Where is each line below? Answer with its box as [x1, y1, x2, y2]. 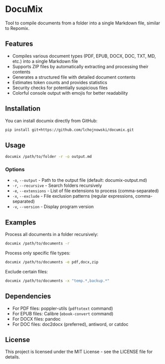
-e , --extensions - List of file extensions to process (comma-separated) [12, 188, 159, 194]
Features [5, 40, 33, 48]
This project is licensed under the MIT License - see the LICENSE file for [5, 349, 153, 355]
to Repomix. [5, 25, 30, 31]
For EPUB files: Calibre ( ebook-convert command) [12, 310, 113, 317]
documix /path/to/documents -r [5, 241, 70, 246]
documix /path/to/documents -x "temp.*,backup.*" [5, 278, 110, 283]
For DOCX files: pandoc [12, 316, 61, 322]
